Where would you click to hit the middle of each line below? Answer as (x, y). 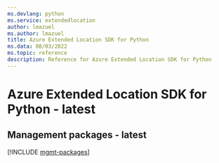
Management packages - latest (77, 135)
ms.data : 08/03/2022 (38, 46)
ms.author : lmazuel (36, 33)
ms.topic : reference (38, 53)
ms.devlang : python (36, 14)
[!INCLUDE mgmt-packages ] (48, 152)
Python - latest (52, 109)
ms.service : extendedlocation (52, 20)
